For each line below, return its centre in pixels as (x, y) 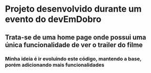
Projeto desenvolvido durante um (73, 9)
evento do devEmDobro (53, 19)
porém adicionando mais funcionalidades (55, 65)
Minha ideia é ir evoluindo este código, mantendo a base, (73, 58)
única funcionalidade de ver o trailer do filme (74, 45)
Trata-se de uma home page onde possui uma (75, 37)
